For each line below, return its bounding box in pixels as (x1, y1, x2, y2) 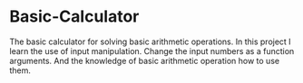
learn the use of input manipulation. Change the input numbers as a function (9, 45, 295, 56)
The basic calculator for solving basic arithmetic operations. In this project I (9, 36, 292, 47)
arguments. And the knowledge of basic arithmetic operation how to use (9, 55, 279, 66)
